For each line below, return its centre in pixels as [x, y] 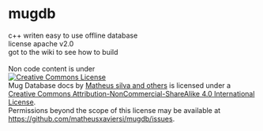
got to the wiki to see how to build [63, 52]
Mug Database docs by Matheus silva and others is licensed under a [120, 85]
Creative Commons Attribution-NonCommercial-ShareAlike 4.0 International [131, 93]
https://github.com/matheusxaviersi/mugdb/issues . [92, 118]
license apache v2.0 [41, 43]
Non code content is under [52, 68]
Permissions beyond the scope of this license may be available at [115, 110]
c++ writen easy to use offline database [73, 35]
